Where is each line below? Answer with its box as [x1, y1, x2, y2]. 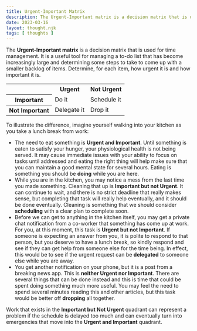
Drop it [90, 106, 109, 114]
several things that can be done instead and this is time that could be [14, 276, 182, 283]
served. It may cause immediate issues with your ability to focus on [14, 151, 178, 158]
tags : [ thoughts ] [6, 30, 54, 36]
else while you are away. [14, 257, 74, 264]
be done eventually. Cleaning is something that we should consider [14, 201, 177, 208]
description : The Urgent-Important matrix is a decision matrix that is [6, 14, 188, 20]
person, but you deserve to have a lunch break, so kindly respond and [14, 238, 184, 245]
